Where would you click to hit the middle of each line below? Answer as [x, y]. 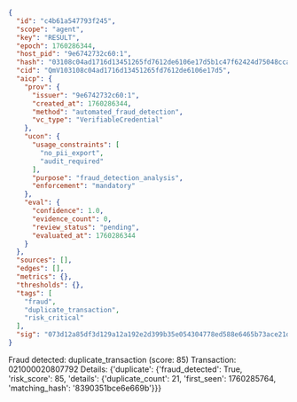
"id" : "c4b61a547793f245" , [66, 21]
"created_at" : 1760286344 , [82, 103]
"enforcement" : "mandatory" [84, 186]
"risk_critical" [55, 318]
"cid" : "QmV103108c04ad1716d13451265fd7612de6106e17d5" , [124, 71]
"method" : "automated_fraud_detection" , [107, 112]
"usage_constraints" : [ [76, 145]
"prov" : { [43, 87]
